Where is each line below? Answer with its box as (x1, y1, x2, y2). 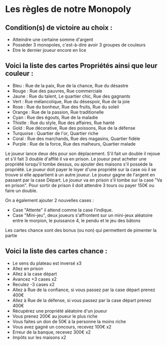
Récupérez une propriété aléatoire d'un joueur (12, 308, 107, 314)
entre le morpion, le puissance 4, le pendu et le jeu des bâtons (12, 217, 141, 223)
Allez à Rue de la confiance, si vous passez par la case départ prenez (12, 287, 156, 293)
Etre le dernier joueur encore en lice (12, 47, 86, 53)
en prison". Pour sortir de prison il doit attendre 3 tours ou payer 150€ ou (5, 182, 155, 188)
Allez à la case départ (12, 271, 57, 277)
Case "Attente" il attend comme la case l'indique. (12, 207, 113, 213)
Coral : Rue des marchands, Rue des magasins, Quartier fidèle (12, 136, 141, 142)
